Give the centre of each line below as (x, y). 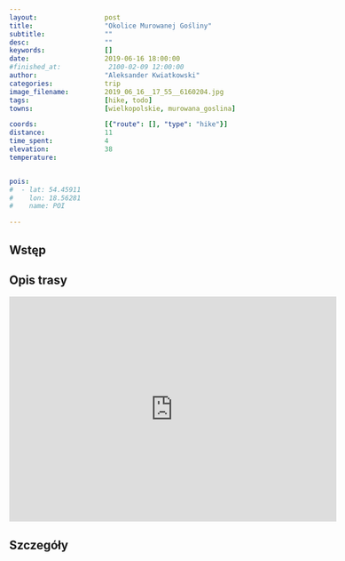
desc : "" (61, 42)
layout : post (65, 17)
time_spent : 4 (59, 141)
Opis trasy (39, 280)
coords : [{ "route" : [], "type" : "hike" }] (118, 124)
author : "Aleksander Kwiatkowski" (105, 76)
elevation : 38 (61, 149)
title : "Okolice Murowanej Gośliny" (111, 26)
